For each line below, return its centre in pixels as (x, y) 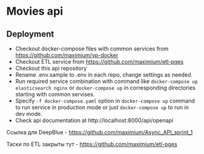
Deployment (30, 34)
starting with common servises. (55, 94)
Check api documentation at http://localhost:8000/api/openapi (94, 120)
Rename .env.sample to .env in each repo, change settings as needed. (104, 75)
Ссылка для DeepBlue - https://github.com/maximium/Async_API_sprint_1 (100, 132)
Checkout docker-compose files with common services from (92, 48)
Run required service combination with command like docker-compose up (106, 81)
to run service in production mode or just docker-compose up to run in (102, 107)
